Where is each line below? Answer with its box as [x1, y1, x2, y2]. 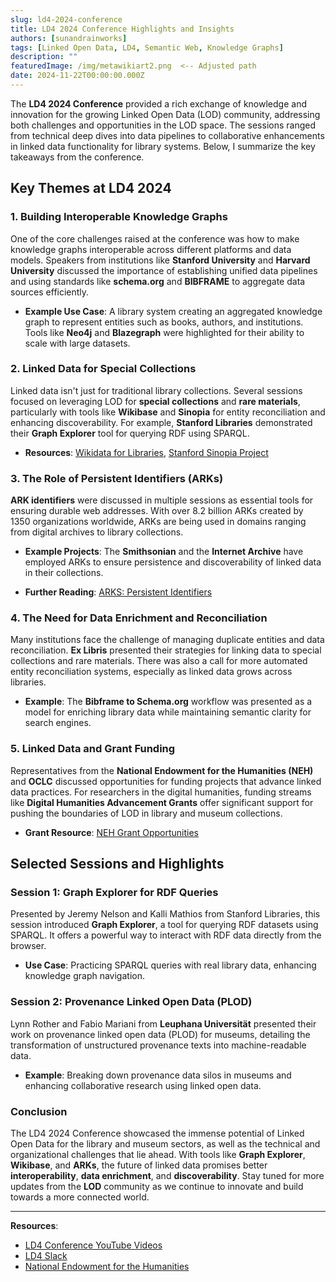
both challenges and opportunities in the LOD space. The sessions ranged [10, 119, 317, 131]
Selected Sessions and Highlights [10, 856, 225, 873]
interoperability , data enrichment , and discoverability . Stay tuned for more [10, 1170, 325, 1182]
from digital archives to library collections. [10, 526, 184, 538]
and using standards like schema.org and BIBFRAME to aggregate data [10, 275, 306, 287]
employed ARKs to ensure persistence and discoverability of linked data [24, 556, 322, 568]
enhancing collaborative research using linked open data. [24, 1079, 262, 1091]
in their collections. [24, 567, 104, 579]
